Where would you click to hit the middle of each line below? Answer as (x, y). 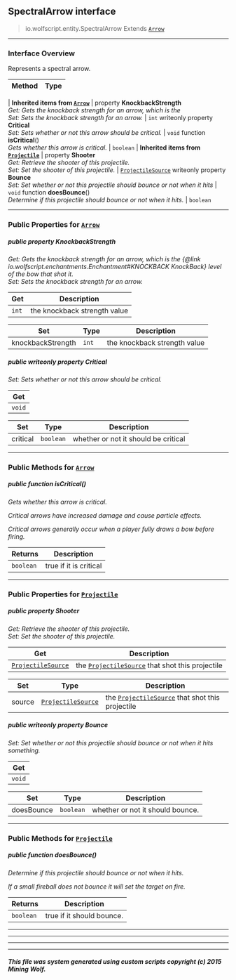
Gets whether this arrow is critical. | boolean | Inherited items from (104, 148)
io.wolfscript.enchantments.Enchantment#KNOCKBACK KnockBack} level (115, 267)
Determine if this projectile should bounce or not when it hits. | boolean (110, 200)
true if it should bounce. (84, 915)
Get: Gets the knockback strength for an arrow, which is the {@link (104, 259)
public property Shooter (44, 611)
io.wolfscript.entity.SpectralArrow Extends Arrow (95, 28)
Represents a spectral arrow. (49, 69)
